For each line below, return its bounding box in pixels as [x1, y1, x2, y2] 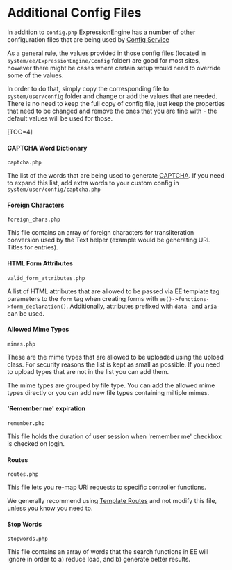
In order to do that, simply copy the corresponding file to [7, 84, 169, 93]
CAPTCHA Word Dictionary [7, 144, 88, 152]
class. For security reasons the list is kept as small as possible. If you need [7, 360, 221, 369]
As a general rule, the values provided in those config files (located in [7, 49, 206, 57]
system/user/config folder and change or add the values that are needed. [7, 92, 217, 100]
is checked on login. [7, 439, 65, 447]
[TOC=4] [7, 128, 33, 136]
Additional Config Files [7, 5, 142, 21]
